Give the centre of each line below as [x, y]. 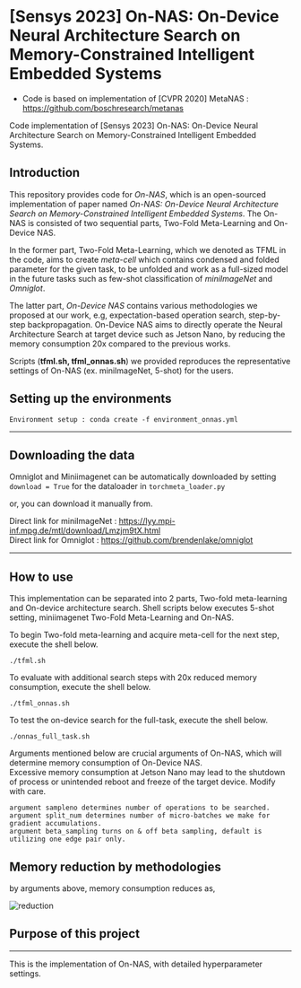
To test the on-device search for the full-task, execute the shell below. [139, 721]
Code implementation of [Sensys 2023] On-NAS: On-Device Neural [133, 125]
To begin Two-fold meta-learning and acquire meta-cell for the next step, [144, 635]
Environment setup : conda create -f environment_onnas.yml [124, 419]
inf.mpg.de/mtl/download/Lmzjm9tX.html [85, 530]
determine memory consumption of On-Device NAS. [106, 763]
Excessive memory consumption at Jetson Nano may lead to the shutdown [147, 773]
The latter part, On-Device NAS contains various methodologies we [133, 305]
